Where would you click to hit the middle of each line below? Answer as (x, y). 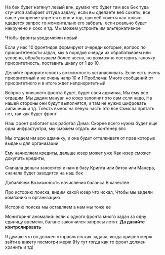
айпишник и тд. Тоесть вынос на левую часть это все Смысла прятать (80, 108)
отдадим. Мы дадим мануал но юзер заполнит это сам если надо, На (79, 98)
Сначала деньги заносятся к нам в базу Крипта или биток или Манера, (80, 168)
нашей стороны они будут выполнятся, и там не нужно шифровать (76, 103)
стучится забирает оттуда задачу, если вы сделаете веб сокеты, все (78, 12)
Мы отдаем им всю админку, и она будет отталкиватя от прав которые (80, 138)
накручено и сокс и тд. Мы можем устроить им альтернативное (73, 28)
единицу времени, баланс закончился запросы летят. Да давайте (75, 222)
